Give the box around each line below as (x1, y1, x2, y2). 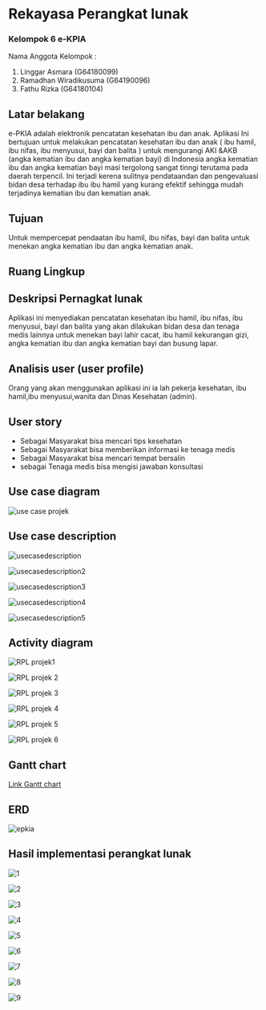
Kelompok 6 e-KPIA (8, 34, 87, 45)
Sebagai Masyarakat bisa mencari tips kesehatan (19, 436, 183, 446)
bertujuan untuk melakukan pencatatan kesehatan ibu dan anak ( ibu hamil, (8, 137, 256, 147)
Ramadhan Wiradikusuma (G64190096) (19, 75, 151, 85)
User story (8, 414, 62, 429)
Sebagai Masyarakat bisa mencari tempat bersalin (19, 453, 186, 463)
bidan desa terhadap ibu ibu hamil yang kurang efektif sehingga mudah (8, 180, 244, 189)
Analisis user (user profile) (8, 362, 144, 375)
